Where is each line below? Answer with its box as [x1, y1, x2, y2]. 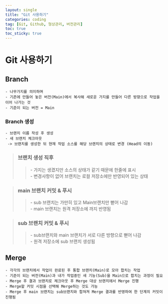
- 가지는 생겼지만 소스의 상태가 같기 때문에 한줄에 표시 [30, 167, 136, 173]
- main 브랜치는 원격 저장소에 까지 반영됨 [30, 206, 111, 212]
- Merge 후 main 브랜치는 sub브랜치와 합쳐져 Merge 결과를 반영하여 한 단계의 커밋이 [5, 289, 163, 294]
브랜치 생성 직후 [17, 154, 54, 161]
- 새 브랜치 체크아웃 [5, 136, 42, 141]
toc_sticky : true [5, 31, 42, 36]
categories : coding [5, 17, 46, 22]
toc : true [5, 26, 26, 31]
